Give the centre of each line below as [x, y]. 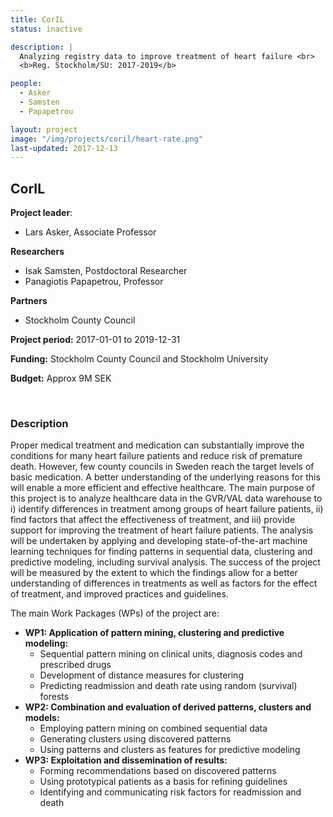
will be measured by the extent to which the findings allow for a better [154, 573]
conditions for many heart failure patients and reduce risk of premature [156, 456]
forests [54, 697]
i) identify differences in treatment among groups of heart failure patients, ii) [167, 509]
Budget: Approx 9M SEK [61, 378]
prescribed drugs [75, 665]
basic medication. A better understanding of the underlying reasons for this [165, 477]
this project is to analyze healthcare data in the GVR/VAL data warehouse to [166, 498]
